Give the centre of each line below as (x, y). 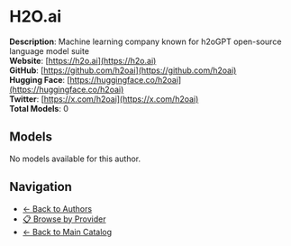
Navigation (41, 187)
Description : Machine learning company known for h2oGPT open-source (145, 41)
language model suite (50, 50)
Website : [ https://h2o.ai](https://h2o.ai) (83, 60)
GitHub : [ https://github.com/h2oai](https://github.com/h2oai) (123, 70)
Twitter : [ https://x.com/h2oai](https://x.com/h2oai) (104, 99)
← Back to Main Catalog (67, 232)
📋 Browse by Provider (64, 219)
